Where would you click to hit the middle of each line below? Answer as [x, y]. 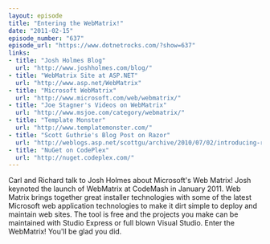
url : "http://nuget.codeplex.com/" [75, 157]
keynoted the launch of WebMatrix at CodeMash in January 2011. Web [125, 189]
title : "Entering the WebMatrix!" [66, 23]
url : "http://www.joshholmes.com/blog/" [84, 68]
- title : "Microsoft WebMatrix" [62, 90]
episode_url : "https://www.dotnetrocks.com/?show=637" [102, 46]
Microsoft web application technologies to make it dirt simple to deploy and [133, 206]
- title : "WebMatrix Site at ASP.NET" [73, 75]
